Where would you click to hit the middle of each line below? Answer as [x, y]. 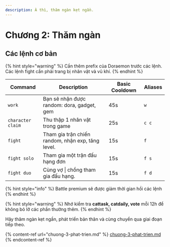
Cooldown [124, 90]
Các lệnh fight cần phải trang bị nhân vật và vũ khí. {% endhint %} [74, 71]
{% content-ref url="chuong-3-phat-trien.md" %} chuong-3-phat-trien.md [83, 234]
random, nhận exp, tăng [71, 140]
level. [49, 147]
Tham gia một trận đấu [70, 155]
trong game [57, 126]
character [19, 120]
